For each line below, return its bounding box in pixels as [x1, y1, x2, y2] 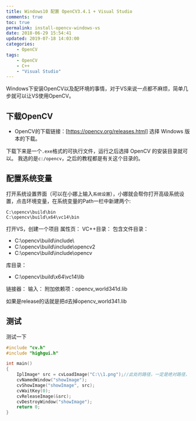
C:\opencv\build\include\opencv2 [14, 243, 96, 250]
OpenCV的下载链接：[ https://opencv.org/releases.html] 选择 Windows [14, 128, 184, 135]
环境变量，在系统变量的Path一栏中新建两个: [26, 197, 131, 205]
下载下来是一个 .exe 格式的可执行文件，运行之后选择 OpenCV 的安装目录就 [6, 147, 183, 155]
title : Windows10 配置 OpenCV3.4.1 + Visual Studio [6, 8, 132, 15]
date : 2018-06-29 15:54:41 [6, 30, 72, 36]
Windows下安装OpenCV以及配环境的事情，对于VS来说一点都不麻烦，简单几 [6, 85, 188, 92]
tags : [6, 52, 19, 58]
